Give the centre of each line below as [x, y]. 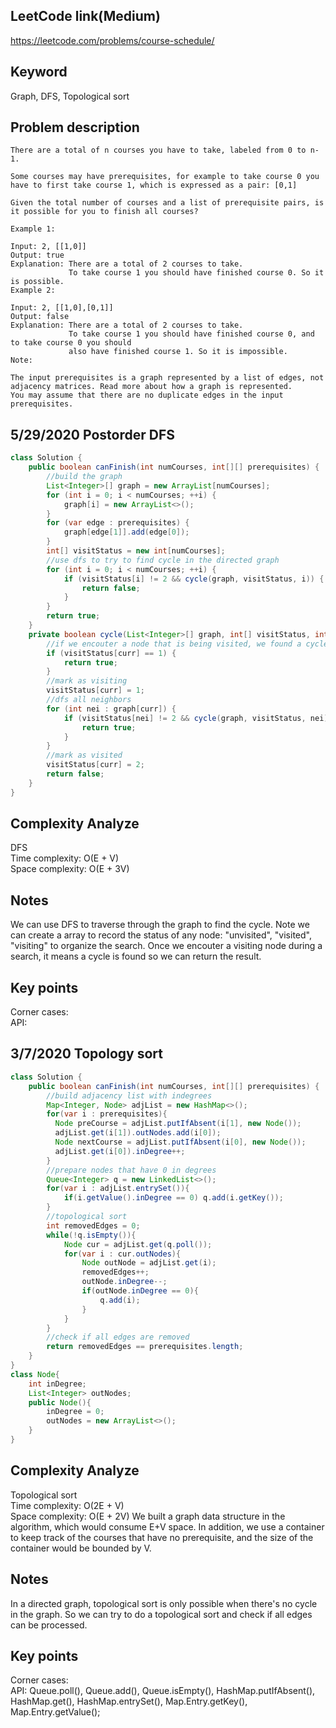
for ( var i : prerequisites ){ [107, 1114]
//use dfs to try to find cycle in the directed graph [163, 560]
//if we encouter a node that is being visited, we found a [174, 644]
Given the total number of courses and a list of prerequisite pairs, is [167, 203]
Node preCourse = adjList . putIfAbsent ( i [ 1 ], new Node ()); [178, 1124]
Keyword [39, 72]
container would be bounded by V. [81, 1548]
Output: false [40, 317]
